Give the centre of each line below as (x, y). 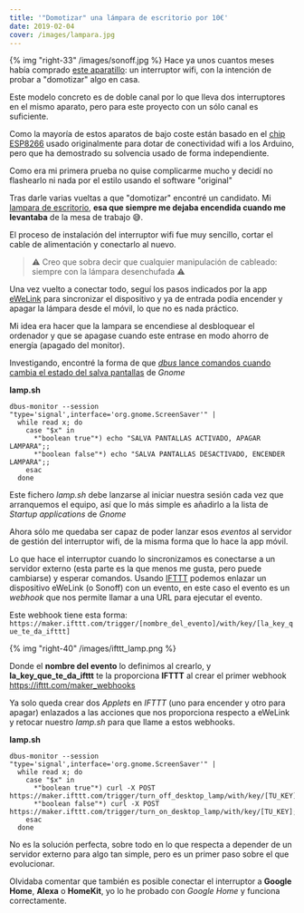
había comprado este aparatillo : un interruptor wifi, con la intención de (140, 70)
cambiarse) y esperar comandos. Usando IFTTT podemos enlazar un (138, 578)
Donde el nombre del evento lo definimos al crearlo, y (110, 666)
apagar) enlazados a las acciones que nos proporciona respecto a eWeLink (150, 713)
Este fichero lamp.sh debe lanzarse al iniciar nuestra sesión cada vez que (147, 495)
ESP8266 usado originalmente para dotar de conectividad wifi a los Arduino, (152, 144)
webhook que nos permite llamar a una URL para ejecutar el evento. (136, 597)
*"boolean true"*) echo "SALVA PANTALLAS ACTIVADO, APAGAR (147, 439)
